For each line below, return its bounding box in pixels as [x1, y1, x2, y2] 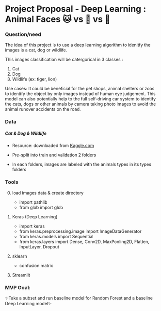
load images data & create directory [12, 190, 84, 196]
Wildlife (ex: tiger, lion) [12, 76, 57, 82]
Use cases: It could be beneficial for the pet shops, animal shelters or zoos [5, 86, 155, 92]
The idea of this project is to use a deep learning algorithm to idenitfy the [5, 42, 151, 48]
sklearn [12, 253, 28, 259]
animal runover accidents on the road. [5, 106, 81, 112]
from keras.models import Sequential [19, 233, 94, 239]
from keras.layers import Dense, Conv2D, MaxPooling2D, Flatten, [19, 239, 149, 245]
